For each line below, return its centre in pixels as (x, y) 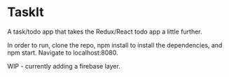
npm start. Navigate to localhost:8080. (63, 52)
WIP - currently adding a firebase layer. (64, 66)
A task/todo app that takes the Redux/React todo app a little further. (105, 31)
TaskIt (26, 12)
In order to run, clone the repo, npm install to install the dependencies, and (115, 45)
